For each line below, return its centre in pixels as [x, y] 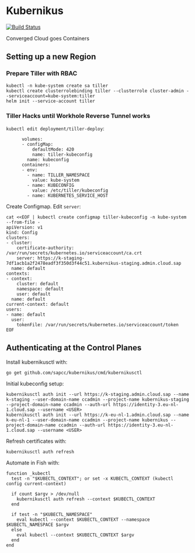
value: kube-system [56, 180]
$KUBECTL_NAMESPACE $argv [37, 525]
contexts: [18, 274]
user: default [34, 294]
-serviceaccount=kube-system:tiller [51, 96]
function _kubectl [28, 473]
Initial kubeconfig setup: [35, 383]
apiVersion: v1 [25, 227]
